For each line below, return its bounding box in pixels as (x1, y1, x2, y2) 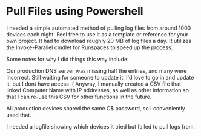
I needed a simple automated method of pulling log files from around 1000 (6, 24, 191, 32)
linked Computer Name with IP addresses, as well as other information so (6, 86, 189, 93)
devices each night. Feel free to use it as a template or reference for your (6, 30, 189, 38)
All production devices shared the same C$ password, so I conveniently (6, 104, 186, 112)
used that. (6, 111, 31, 118)
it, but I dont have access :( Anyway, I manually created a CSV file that (6, 80, 182, 87)
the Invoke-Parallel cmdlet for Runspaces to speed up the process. (6, 44, 173, 51)
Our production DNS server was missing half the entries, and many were (6, 67, 187, 74)
